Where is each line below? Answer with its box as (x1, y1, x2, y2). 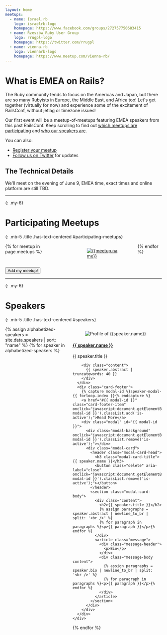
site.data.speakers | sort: (5, 337, 56, 343)
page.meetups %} (5, 249, 42, 255)
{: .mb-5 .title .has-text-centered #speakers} (5, 317, 96, 322)
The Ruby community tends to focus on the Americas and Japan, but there (5, 92, 158, 98)
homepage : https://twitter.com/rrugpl (14, 40, 94, 45)
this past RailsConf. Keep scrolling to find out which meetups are (5, 123, 138, 129)
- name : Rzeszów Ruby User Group (9, 30, 79, 35)
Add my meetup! (7, 268, 38, 273)
